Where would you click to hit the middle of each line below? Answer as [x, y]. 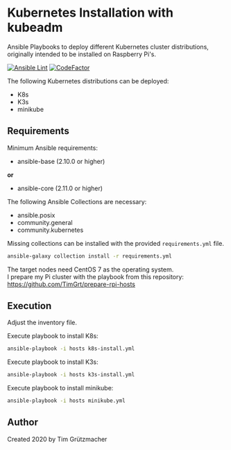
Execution [29, 306]
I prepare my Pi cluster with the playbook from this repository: [95, 276]
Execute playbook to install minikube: [60, 388]
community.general [45, 222]
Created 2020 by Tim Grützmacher [57, 439]
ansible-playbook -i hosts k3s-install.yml [71, 375]
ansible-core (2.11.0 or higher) [60, 188]
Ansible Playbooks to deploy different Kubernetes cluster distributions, [108, 47]
